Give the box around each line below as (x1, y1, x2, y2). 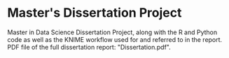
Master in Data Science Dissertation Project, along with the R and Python (7, 28, 218, 36)
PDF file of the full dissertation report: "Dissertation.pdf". (7, 43, 172, 51)
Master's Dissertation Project (7, 5, 182, 21)
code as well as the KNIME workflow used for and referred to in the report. (7, 35, 223, 43)
